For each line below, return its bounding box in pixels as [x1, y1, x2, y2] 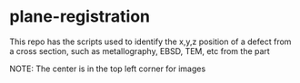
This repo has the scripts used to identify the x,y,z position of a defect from [9, 36, 292, 47]
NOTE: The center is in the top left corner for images [9, 63, 206, 74]
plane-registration [9, 6, 151, 27]
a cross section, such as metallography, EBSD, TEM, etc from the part [9, 45, 270, 56]
